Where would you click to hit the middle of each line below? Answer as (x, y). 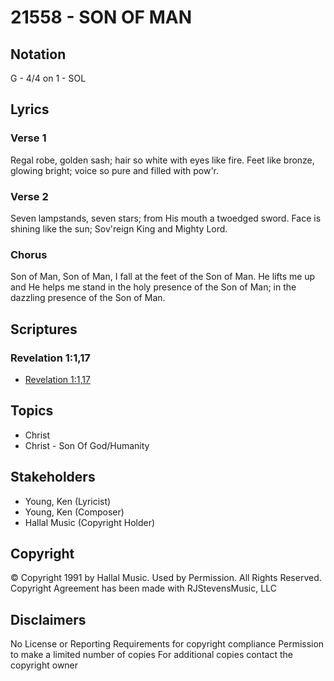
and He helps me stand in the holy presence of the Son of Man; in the (153, 287)
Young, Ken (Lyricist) (68, 501)
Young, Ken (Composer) (74, 512)
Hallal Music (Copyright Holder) (90, 522)
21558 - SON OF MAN (101, 17)
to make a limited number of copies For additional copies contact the (151, 655)
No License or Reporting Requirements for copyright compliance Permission (167, 644)
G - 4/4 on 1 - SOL (48, 78)
